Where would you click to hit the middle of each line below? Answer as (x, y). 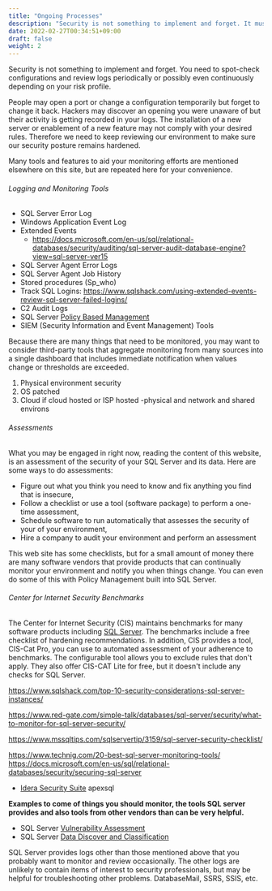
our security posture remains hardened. (74, 145)
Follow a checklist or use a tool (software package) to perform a (127, 503)
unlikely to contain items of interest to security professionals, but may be (130, 869)
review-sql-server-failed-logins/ (74, 300)
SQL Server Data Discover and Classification (94, 837)
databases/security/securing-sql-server (75, 772)
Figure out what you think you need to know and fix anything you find (136, 486)
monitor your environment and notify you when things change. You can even (136, 570)
